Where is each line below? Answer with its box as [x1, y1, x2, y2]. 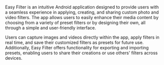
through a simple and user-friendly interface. [5, 25, 96, 31]
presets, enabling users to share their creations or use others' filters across [5, 50, 158, 56]
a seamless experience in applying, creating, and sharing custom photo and [5, 9, 159, 15]
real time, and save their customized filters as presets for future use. [5, 40, 144, 45]
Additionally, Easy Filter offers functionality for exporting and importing [5, 45, 149, 50]
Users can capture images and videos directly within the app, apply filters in [5, 34, 160, 40]
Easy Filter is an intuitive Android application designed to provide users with [5, 4, 159, 10]
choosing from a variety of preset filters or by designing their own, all [5, 20, 146, 25]
